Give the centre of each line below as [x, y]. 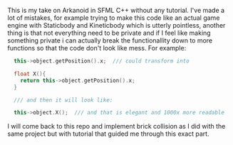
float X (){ [30, 74]
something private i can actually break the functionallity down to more [110, 41]
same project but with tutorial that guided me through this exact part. [108, 134]
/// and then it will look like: [63, 100]
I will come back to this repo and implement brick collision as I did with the [116, 127]
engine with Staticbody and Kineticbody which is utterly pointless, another [116, 25]
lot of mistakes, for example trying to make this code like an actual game [114, 18]
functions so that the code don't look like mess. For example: [97, 48]
